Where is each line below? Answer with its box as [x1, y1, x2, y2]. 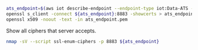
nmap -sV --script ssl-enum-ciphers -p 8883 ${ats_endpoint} [6, 38, 160, 44]
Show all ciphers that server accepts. [6, 27, 97, 34]
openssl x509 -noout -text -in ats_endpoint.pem [6, 16, 128, 22]
